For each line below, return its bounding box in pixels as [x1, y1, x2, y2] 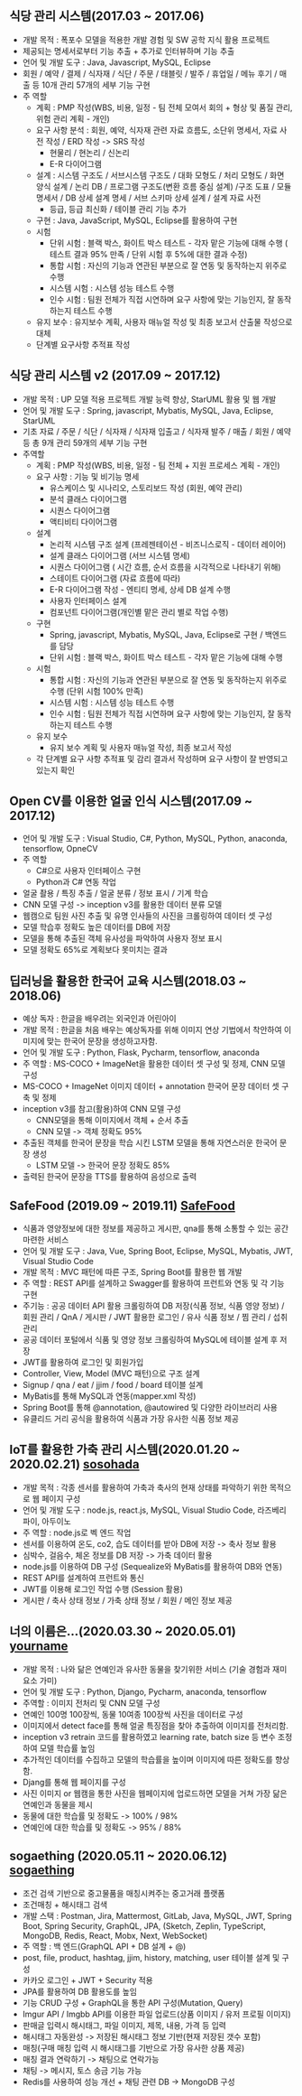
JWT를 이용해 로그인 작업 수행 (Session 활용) [22, 1583, 183, 1594]
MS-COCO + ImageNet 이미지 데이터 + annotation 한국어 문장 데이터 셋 [22, 1081, 279, 1092]
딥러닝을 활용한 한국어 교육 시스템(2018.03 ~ [9, 973, 247, 989]
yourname [9, 1638, 69, 1654]
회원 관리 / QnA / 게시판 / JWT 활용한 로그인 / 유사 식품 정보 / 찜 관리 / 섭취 [22, 1312, 288, 1323]
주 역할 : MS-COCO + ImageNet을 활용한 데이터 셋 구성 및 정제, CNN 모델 [22, 1058, 286, 1069]
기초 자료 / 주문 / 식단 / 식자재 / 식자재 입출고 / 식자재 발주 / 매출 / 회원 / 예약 [22, 425, 291, 436]
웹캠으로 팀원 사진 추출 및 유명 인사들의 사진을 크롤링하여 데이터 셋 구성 [22, 910, 273, 921]
